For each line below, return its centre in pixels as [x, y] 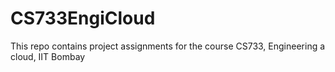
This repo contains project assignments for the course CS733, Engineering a [168, 46]
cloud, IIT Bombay [48, 56]
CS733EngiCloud [83, 18]
